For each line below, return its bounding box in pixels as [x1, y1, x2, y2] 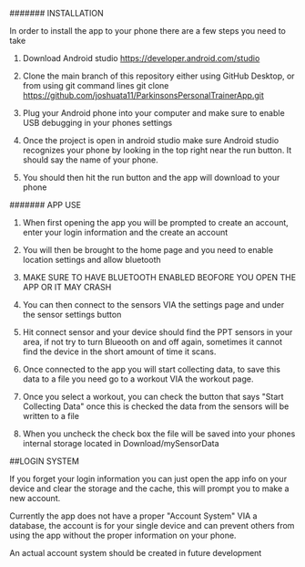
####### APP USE [9, 200, 82, 210]
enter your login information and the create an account [22, 227, 229, 237]
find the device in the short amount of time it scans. [22, 346, 217, 357]
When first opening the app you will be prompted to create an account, [22, 217, 289, 227]
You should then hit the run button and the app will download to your [22, 173, 280, 183]
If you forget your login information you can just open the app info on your [9, 474, 288, 484]
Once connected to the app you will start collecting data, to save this [22, 364, 280, 374]
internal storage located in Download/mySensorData [22, 438, 220, 448]
